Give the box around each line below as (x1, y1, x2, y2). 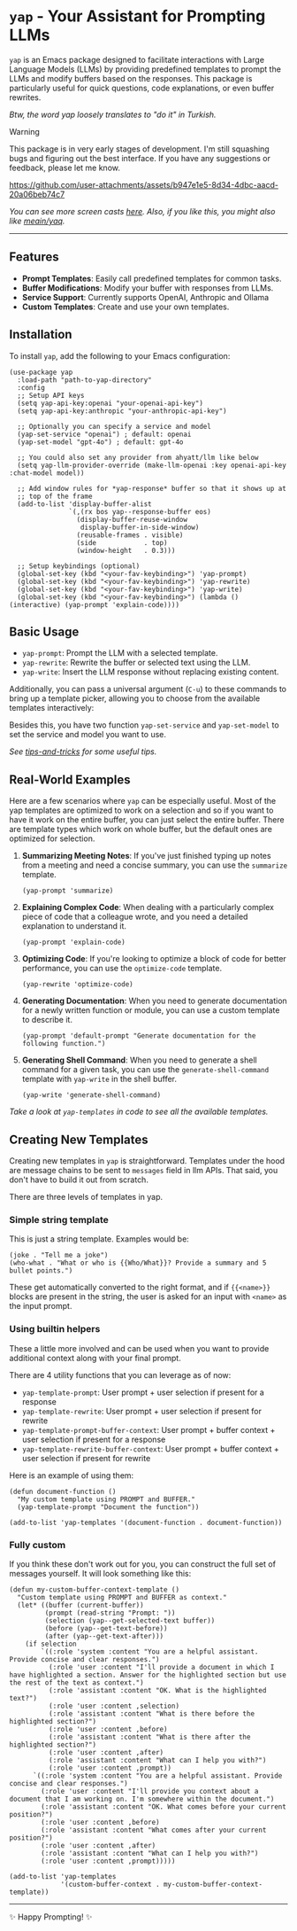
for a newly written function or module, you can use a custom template (21, 1005, 280, 1016)
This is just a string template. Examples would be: (9, 1234, 190, 1244)
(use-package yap (9, 368, 73, 377)
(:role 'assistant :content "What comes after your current (41, 1826, 267, 1834)
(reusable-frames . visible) (76, 530, 184, 540)
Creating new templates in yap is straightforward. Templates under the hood (9, 1156, 286, 1166)
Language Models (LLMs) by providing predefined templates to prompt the (9, 64, 281, 74)
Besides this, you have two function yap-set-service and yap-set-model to (9, 720, 280, 730)
